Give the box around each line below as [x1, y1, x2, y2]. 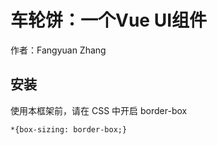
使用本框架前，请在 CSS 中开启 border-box [10, 104, 188, 116]
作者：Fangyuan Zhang [10, 44, 107, 56]
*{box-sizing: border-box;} [10, 124, 128, 135]
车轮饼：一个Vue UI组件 [10, 9, 208, 32]
